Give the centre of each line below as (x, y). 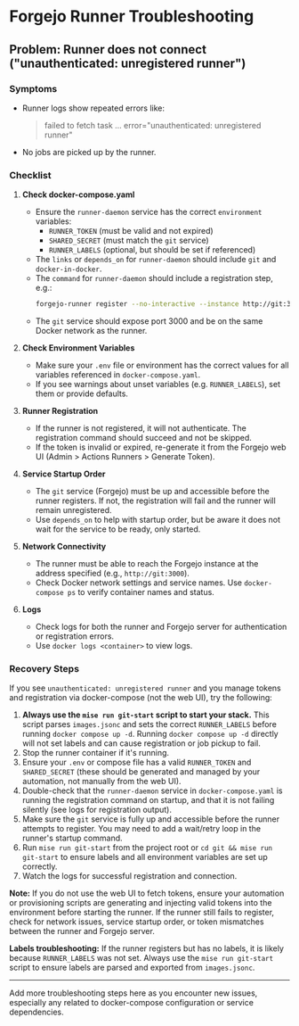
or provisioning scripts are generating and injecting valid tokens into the (141, 903)
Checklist (30, 175)
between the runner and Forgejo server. (82, 931)
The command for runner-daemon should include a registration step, (154, 278)
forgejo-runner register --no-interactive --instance (137, 304)
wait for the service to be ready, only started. (118, 529)
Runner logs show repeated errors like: (93, 108)
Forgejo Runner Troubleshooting (132, 17)
